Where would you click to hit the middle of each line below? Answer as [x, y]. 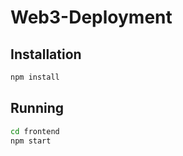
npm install [35, 77]
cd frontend [35, 131]
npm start [31, 141]
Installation [46, 54]
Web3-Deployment [91, 17]
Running [37, 108]
